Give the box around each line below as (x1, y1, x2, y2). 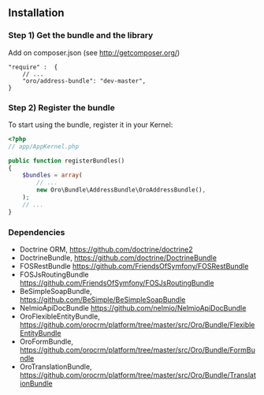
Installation (8, 6, 65, 20)
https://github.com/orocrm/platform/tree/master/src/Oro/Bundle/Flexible (19, 320, 255, 330)
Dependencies (8, 226, 65, 237)
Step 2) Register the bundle (8, 102, 116, 113)
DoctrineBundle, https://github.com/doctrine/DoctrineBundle (19, 253, 217, 263)
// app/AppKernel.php (8, 142, 80, 151)
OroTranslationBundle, (19, 362, 92, 371)
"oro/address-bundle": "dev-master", (22, 76, 147, 85)
